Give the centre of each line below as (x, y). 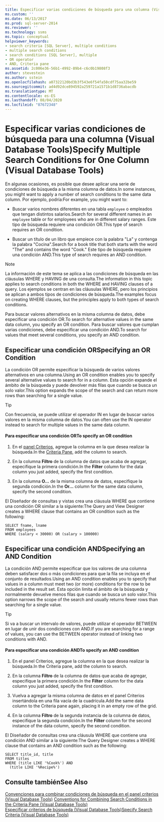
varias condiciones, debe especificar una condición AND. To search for (76, 329)
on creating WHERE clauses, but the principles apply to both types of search (82, 299)
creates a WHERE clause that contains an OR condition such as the (72, 511)
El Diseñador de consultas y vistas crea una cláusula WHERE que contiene (80, 501)
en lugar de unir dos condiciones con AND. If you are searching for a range (80, 629)
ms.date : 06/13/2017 (26, 19)
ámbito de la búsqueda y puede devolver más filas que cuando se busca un (81, 385)
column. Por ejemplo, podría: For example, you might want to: (66, 199)
